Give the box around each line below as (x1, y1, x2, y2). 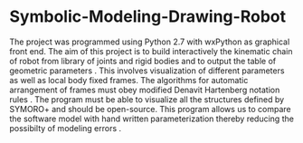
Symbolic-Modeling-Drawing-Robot (9, 6, 287, 27)
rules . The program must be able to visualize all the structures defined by (9, 93, 285, 105)
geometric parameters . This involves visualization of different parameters (9, 65, 285, 76)
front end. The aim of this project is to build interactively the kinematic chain (9, 45, 293, 56)
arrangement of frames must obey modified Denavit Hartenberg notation (9, 84, 280, 95)
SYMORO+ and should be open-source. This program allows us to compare (9, 103, 291, 114)
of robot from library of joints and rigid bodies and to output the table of (9, 55, 277, 66)
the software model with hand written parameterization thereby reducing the (9, 113, 294, 124)
